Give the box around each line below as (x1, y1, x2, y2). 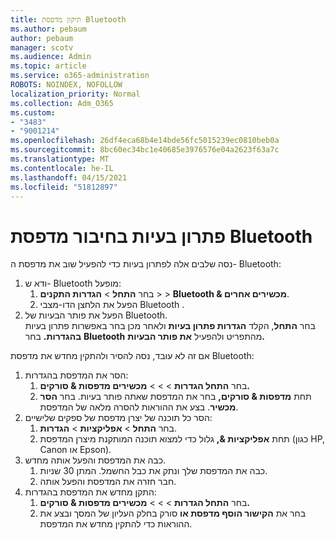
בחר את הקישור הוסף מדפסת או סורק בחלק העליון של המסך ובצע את (39, 507, 307, 520)
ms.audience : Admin (10, 52, 92, 62)
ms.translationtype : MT (10, 154, 110, 164)
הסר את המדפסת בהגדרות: (24, 369, 129, 381)
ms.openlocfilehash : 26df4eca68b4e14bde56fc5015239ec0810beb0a (10, 136, 280, 146)
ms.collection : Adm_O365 (10, 98, 114, 108)
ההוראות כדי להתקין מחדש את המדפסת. (39, 518, 193, 530)
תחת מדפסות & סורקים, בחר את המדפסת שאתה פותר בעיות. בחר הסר (39, 391, 312, 403)
